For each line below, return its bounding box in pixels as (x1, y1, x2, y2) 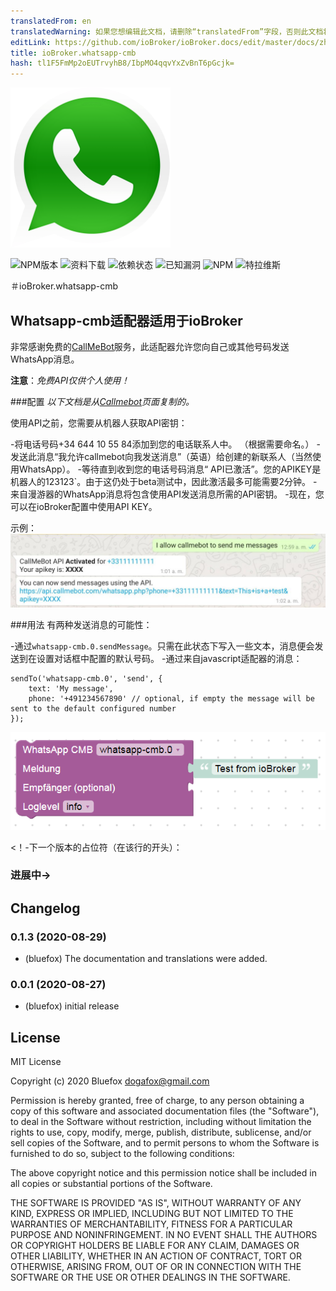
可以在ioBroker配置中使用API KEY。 (10, 500, 158, 512)
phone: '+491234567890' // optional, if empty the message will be (28, 694, 315, 704)
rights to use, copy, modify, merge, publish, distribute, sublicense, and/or (10, 1126, 312, 1139)
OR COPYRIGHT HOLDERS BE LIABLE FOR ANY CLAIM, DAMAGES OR (10, 1240, 300, 1252)
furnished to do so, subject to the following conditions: (10, 1148, 235, 1160)
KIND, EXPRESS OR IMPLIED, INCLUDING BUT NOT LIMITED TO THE (10, 1208, 294, 1220)
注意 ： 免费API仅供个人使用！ (10, 374, 130, 386)
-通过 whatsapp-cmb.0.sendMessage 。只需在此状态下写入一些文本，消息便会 (10, 640, 315, 652)
